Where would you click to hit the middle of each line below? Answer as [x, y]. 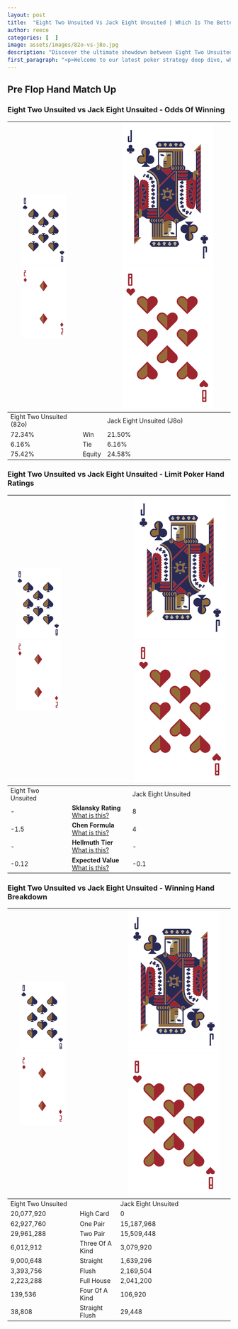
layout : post [27, 15]
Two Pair [92, 1233]
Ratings [21, 483]
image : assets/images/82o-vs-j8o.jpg [63, 45]
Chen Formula [93, 825]
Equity [92, 454]
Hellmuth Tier [92, 842]
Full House [95, 1280]
